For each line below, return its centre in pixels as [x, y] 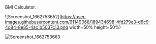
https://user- [74, 17]
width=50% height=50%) [95, 27]
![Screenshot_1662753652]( [33, 17]
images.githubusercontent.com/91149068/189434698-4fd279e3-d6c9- [78, 22]
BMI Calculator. [20, 7]
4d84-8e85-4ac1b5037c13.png [37, 27]
